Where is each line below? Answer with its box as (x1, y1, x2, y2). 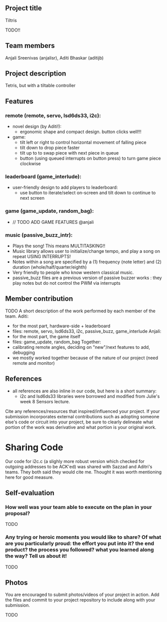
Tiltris (5, 17, 17, 23)
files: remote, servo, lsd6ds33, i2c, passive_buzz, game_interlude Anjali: (12, 328, 161, 334)
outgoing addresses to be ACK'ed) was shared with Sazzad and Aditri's (5, 463, 152, 469)
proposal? (5, 510, 30, 517)
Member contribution (5, 295, 73, 303)
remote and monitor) (12, 360, 55, 366)
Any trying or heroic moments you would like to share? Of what (5, 534, 161, 541)
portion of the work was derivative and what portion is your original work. (5, 424, 156, 430)
